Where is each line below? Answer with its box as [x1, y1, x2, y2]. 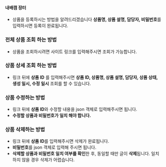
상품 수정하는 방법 [5, 94, 46, 101]
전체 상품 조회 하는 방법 [5, 36, 57, 43]
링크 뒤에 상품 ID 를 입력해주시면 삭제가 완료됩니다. [12, 138, 110, 144]
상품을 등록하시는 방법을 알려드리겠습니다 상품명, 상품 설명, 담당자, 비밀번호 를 [12, 16, 162, 22]
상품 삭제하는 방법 [5, 126, 46, 133]
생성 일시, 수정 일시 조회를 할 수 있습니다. [12, 80, 91, 86]
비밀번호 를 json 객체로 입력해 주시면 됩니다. [12, 144, 97, 151]
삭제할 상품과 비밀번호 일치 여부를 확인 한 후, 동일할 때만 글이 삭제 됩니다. [12, 151, 150, 157]
